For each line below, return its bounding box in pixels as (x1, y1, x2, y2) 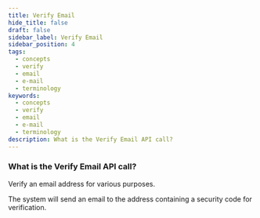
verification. (8, 202, 47, 212)
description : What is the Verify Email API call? (8, 135, 174, 144)
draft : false (8, 26, 51, 34)
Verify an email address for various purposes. (8, 179, 156, 188)
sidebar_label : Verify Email (8, 33, 103, 42)
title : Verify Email (8, 11, 76, 20)
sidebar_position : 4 (8, 41, 76, 49)
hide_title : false (8, 19, 68, 27)
